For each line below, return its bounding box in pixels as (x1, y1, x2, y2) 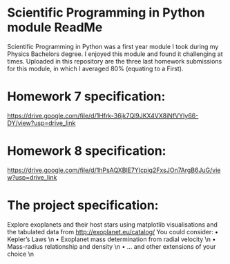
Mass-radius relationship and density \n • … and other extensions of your (7, 242, 216, 250)
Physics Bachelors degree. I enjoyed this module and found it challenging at (7, 50, 223, 58)
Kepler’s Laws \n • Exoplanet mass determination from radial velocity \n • (7, 235, 216, 243)
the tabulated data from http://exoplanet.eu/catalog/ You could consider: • (7, 227, 219, 236)
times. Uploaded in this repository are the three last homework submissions (7, 57, 222, 65)
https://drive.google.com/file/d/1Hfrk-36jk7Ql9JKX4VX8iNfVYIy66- (7, 111, 199, 120)
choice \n (7, 249, 35, 258)
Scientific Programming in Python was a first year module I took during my (7, 42, 219, 50)
